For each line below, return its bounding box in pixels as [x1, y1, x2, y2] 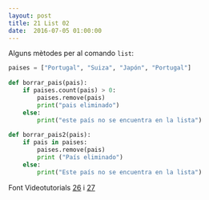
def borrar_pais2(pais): [8, 131, 91, 139]
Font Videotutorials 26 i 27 [8, 182, 96, 192]
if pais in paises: [22, 138, 88, 146]
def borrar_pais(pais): [8, 79, 88, 87]
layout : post [8, 11, 52, 20]
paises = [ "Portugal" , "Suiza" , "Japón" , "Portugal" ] [8, 64, 192, 72]
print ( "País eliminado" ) [37, 153, 124, 161]
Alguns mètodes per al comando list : [8, 49, 135, 58]
